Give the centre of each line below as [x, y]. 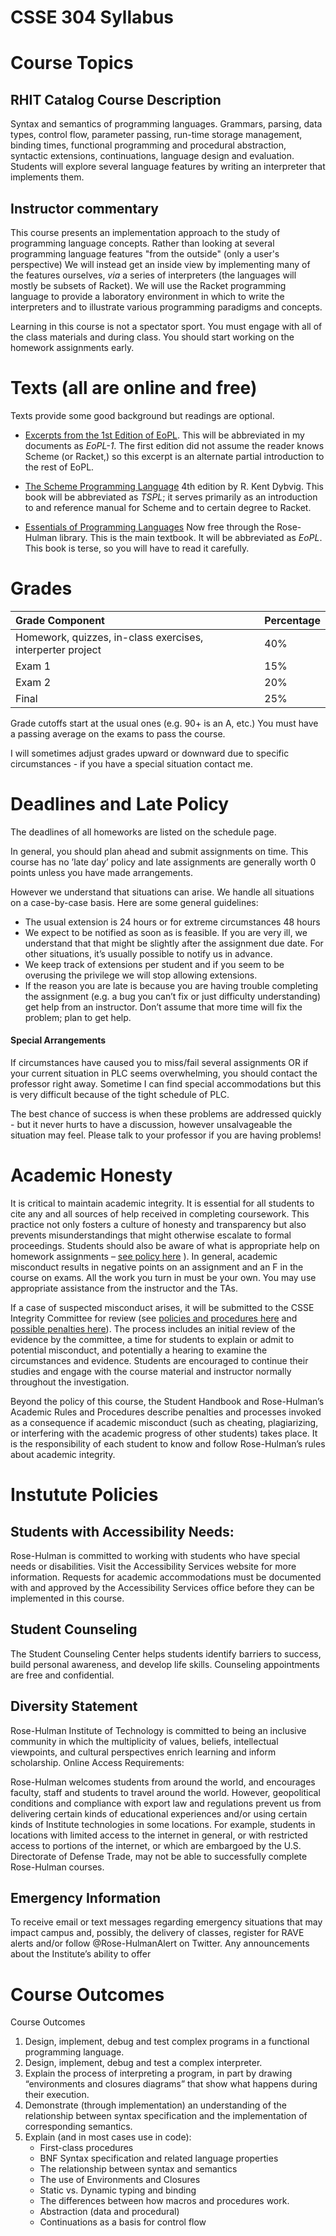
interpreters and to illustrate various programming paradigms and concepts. [166, 307]
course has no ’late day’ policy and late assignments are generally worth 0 [163, 862]
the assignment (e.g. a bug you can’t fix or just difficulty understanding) [172, 996]
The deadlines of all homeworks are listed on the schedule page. [143, 832]
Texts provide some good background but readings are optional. [142, 415]
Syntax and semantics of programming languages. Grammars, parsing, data [166, 124]
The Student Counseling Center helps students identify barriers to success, [166, 1653]
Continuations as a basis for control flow [123, 2222]
